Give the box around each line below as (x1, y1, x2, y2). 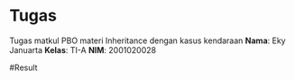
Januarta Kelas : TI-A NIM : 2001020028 (9, 44, 156, 55)
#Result (9, 62, 38, 73)
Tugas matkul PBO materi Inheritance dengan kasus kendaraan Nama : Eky (9, 35, 286, 46)
